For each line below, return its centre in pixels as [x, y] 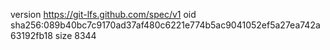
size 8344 [75, 35]
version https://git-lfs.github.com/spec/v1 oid [103, 14]
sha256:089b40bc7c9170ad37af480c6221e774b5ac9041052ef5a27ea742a [165, 25]
